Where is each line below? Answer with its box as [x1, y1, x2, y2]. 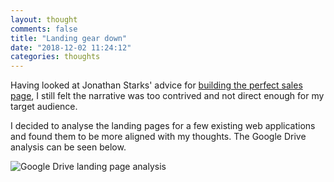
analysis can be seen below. [10, 141, 127, 153]
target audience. [10, 101, 78, 113]
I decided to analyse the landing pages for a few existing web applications [10, 120, 316, 132]
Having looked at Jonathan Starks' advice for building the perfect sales [10, 79, 303, 91]
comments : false [10, 24, 78, 34]
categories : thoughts [10, 52, 101, 62]
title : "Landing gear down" [10, 33, 128, 43]
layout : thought [10, 14, 78, 25]
